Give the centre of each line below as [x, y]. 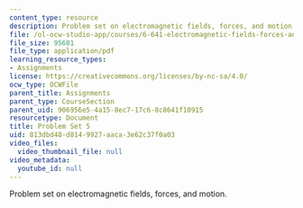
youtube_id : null [50, 168]
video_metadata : [40, 160]
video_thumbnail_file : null [70, 151]
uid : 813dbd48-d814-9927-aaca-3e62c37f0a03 [92, 135]
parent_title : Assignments [60, 93]
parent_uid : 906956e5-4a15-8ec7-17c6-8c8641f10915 [106, 110]
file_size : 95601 [42, 43]
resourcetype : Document [54, 118]
